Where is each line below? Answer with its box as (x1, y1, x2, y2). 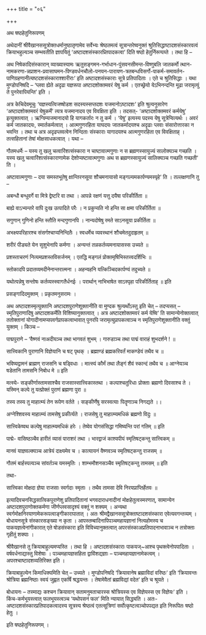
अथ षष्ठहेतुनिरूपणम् (6, 29, 45, 36)
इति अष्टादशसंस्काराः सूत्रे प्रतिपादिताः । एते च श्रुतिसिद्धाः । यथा (76, 75, 197, 82)
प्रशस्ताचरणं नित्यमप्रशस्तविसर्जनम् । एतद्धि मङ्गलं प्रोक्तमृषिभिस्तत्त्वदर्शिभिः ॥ (6, 254, 151, 260)
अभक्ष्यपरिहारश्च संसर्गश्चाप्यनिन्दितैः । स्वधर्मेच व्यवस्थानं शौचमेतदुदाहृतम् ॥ (6, 229, 148, 236)
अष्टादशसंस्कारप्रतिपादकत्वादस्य (6, 602, 67, 609)
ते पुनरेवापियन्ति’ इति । (6, 88, 51, 96)
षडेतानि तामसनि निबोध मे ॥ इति (6, 367, 68, 374)
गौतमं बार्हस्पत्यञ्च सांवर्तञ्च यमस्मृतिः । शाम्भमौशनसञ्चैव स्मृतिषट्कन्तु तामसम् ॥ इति (6, 460, 168, 466)
